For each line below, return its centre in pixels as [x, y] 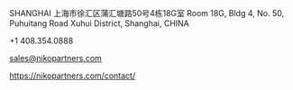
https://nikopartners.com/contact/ [73, 76]
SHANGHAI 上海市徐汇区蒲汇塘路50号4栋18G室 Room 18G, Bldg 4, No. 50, [147, 13]
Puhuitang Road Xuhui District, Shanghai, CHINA [99, 23]
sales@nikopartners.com [55, 58]
